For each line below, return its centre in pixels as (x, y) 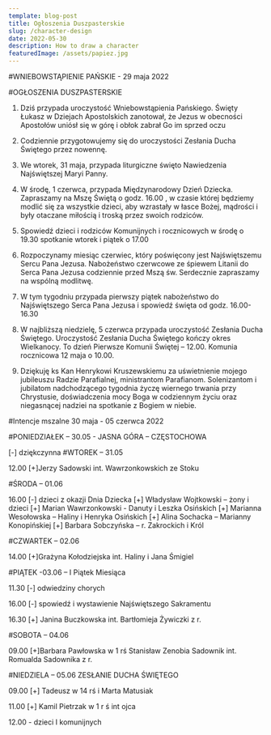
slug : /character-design (50, 31)
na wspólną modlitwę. (57, 281)
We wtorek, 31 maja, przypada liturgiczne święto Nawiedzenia (123, 165)
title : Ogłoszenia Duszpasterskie (67, 23)
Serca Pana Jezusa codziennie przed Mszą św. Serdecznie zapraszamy (140, 272)
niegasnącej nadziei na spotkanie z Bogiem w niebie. (108, 405)
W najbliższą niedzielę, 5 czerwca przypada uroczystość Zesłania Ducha (142, 329)
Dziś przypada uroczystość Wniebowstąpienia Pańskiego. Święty (129, 108)
